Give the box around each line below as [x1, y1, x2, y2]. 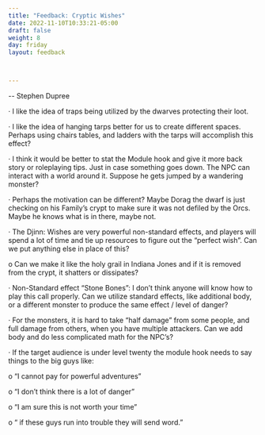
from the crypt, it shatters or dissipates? [8, 268, 138, 277]
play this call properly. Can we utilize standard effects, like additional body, [8, 291, 252, 301]
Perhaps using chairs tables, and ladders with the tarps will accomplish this [8, 130, 254, 140]
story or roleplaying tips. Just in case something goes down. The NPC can [8, 163, 251, 171]
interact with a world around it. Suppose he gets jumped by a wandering [8, 171, 244, 180]
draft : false [8, 26, 51, 34]
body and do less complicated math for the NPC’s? [8, 333, 174, 341]
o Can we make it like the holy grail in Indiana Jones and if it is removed [8, 260, 241, 268]
